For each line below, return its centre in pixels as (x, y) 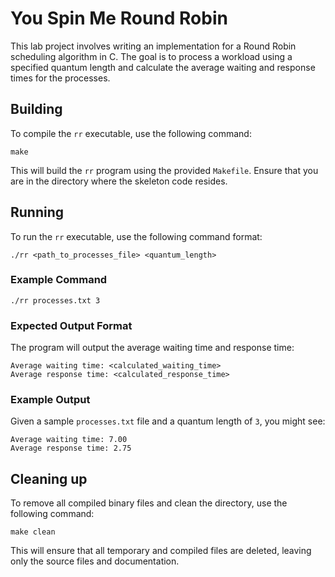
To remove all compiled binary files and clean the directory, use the (149, 503)
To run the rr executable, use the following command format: (136, 236)
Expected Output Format (71, 325)
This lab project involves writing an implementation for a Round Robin (153, 46)
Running (37, 212)
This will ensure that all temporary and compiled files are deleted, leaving (161, 551)
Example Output (50, 400)
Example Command (59, 280)
